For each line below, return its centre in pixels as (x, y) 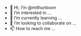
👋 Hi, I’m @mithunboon (33, 8)
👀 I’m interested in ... (30, 13)
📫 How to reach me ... (32, 28)
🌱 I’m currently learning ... (36, 18)
